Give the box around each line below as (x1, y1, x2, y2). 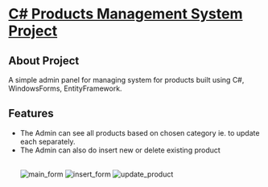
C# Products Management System (8, 5, 243, 23)
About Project (8, 54, 80, 67)
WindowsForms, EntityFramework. (8, 83, 122, 93)
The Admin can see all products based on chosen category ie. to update (19, 128, 260, 137)
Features (8, 107, 54, 120)
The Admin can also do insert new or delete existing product (19, 145, 221, 155)
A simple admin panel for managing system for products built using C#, (8, 75, 245, 84)
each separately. (19, 136, 76, 146)
